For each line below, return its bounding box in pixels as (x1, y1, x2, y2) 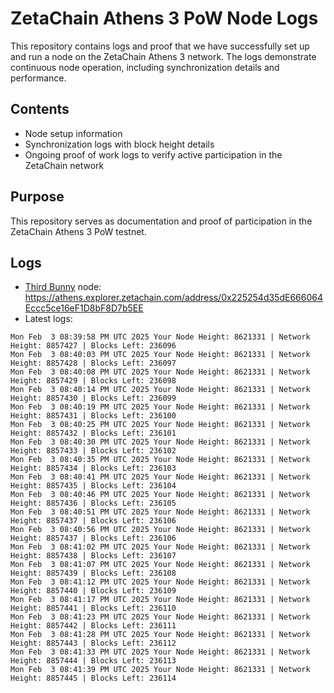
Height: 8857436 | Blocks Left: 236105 (10, 498, 177, 509)
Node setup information (24, 127, 123, 139)
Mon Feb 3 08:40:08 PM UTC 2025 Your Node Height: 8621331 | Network (10, 367, 311, 377)
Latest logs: (24, 313, 73, 325)
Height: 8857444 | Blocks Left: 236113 (10, 656, 177, 666)
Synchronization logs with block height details (24, 138, 215, 150)
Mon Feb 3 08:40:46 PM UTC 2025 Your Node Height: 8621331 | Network (10, 490, 311, 500)
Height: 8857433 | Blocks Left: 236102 (10, 446, 177, 456)
